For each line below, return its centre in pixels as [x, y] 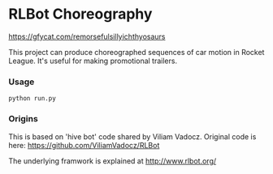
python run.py [32, 99]
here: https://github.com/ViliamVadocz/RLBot [84, 145]
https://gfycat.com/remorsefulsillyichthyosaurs [87, 36]
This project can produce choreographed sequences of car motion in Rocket [136, 52]
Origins [23, 119]
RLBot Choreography [80, 14]
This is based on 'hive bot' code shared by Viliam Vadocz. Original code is [132, 136]
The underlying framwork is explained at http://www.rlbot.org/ [113, 161]
